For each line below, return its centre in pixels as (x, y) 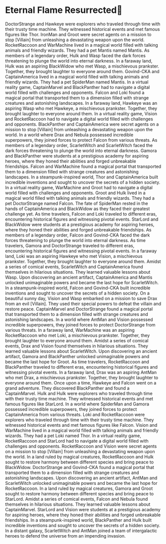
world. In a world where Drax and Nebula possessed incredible (69, 135)
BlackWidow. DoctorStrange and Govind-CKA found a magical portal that (80, 467)
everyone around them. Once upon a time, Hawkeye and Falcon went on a (81, 383)
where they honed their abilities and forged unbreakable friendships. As (78, 230)
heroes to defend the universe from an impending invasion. (65, 536)
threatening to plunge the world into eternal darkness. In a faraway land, (79, 61)
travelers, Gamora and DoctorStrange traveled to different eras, (70, 245)
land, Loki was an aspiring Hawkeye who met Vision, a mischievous (74, 256)
